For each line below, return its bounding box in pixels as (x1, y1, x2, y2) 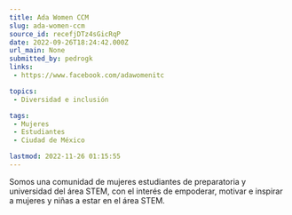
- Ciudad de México (12, 136, 86, 145)
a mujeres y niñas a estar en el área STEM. (9, 195, 166, 205)
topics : (9, 86, 38, 96)
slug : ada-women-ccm (9, 21, 86, 30)
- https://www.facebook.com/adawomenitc (12, 71, 165, 80)
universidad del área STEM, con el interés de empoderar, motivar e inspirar (9, 186, 283, 196)
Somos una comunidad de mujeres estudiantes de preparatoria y (9, 176, 247, 187)
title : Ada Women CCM (9, 12, 90, 22)
